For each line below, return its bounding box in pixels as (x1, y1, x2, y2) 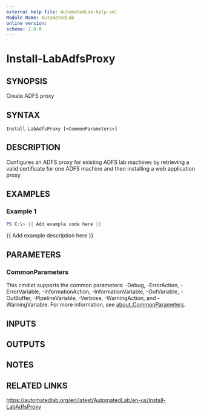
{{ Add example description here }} (6, 232, 94, 239)
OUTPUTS (6, 339, 45, 349)
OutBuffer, (6, 295, 32, 302)
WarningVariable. (6, 301, 50, 309)
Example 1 (6, 207, 37, 216)
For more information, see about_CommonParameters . (50, 301, 186, 309)
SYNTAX (6, 110, 41, 120)
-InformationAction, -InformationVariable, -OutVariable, (42, 288, 180, 295)
